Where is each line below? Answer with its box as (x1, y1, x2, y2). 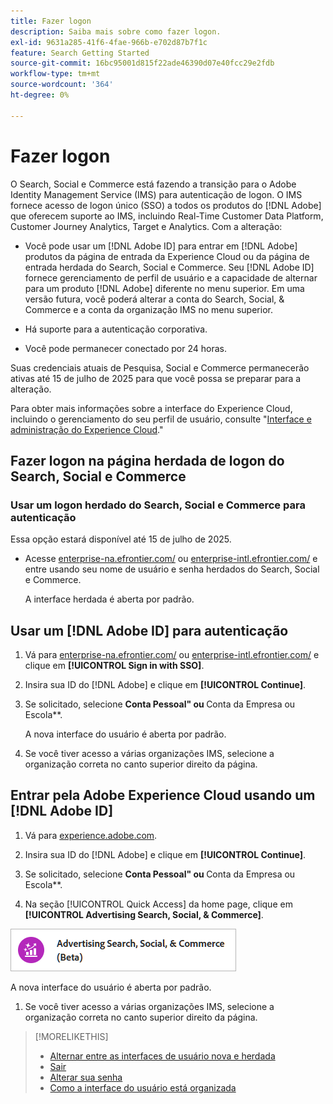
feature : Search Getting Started (10, 48, 150, 58)
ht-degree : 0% (10, 90, 70, 100)
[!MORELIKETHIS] (34, 1030, 109, 1042)
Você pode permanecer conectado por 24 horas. (24, 342, 227, 354)
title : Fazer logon (10, 16, 92, 26)
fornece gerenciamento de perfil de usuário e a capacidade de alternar (24, 271, 318, 284)
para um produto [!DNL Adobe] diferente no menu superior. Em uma (24, 282, 305, 294)
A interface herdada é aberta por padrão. (24, 593, 195, 605)
